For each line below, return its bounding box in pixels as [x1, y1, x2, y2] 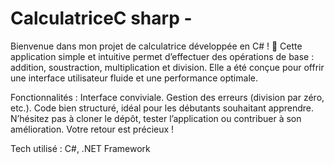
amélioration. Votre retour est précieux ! [10, 123, 175, 135]
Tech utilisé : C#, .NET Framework [10, 142, 151, 154]
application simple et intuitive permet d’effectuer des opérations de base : [10, 50, 315, 62]
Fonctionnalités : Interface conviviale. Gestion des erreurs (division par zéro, [10, 91, 325, 103]
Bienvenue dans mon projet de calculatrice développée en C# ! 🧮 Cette [10, 40, 303, 52]
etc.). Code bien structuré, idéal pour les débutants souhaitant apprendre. [10, 102, 314, 114]
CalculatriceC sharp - [10, 7, 193, 30]
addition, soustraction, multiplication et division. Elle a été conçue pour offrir [10, 61, 325, 73]
